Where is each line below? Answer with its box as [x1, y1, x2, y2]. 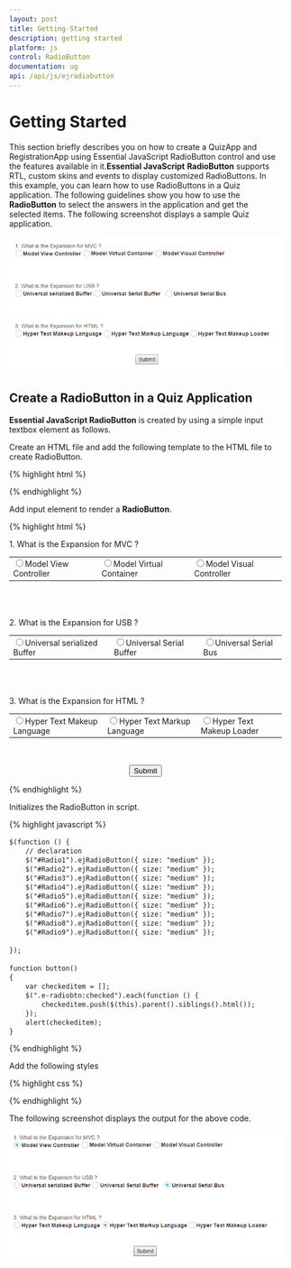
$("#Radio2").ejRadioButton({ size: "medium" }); [24, 865, 215, 875]
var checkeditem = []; [24, 982, 111, 992]
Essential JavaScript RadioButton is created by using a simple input [9, 414, 264, 425]
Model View [24, 559, 69, 569]
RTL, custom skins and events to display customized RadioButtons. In [9, 170, 267, 180]
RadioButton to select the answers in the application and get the [9, 199, 249, 209]
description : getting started [9, 33, 123, 42]
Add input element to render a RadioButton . [9, 504, 172, 514]
